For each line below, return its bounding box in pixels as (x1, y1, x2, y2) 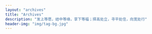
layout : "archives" (5, 7, 46, 12)
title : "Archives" (5, 12, 44, 17)
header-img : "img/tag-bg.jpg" (5, 21, 69, 26)
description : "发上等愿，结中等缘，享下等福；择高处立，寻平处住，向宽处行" (5, 16, 147, 21)
